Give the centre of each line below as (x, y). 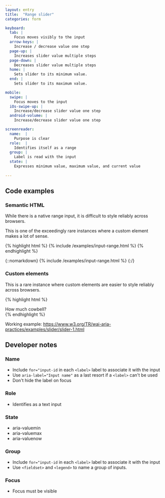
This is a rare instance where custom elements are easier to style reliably (80, 285)
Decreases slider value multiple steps (55, 65)
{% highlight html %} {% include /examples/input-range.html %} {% (74, 246)
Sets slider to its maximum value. (51, 84)
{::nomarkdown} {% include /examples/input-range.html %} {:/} (70, 261)
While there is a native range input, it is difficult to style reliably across (77, 216)
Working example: (24, 324)
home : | (18, 70)
